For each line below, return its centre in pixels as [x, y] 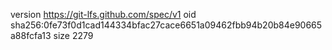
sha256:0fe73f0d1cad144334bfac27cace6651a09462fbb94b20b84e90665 [166, 25]
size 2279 [73, 35]
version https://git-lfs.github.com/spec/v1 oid [103, 14]
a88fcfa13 [31, 35]
